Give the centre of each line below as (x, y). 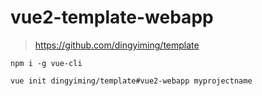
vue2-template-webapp (112, 17)
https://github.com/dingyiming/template (117, 45)
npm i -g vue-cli (46, 63)
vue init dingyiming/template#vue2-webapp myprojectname (131, 81)
